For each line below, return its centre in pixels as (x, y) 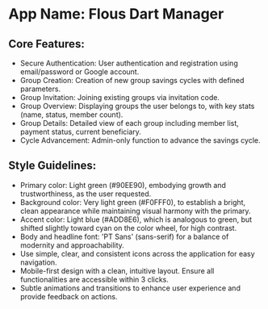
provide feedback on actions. (69, 296)
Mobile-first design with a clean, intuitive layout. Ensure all (117, 270)
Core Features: (46, 44)
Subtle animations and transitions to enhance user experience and (130, 288)
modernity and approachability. (72, 245)
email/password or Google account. (80, 72)
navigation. (39, 262)
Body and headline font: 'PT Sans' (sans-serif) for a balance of (124, 236)
